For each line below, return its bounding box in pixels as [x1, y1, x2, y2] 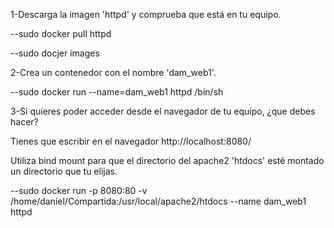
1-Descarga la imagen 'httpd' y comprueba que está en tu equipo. [10, 9, 282, 20]
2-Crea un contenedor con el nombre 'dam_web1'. [10, 67, 217, 78]
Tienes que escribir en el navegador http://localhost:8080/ [10, 135, 252, 147]
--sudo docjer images [10, 47, 100, 59]
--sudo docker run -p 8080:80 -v [10, 185, 148, 196]
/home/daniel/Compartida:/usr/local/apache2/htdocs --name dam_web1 [10, 195, 307, 207]
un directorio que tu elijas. [10, 165, 118, 177]
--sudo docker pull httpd [10, 28, 112, 39]
